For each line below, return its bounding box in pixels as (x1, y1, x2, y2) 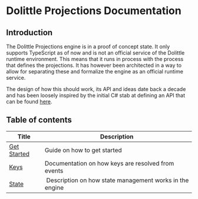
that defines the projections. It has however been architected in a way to (6, 62, 181, 69)
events (44, 166, 64, 174)
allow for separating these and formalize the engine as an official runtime (6, 68, 184, 75)
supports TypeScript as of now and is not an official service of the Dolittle (6, 49, 185, 56)
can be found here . (6, 98, 52, 105)
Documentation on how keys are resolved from (44, 159, 174, 167)
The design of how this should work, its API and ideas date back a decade (6, 86, 186, 92)
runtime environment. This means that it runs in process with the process (6, 56, 184, 62)
